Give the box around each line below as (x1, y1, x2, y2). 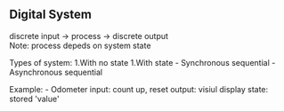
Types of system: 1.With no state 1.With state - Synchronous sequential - (9, 57, 276, 67)
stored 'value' (9, 93, 60, 104)
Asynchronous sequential (9, 67, 103, 77)
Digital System (9, 7, 92, 22)
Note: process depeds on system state (9, 40, 151, 51)
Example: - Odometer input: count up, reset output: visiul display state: (9, 83, 269, 94)
